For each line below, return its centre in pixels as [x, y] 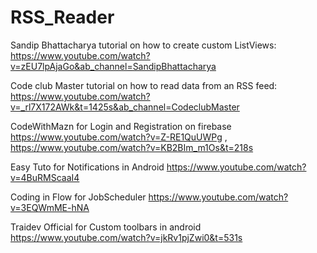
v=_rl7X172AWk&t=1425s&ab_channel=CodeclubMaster [125, 107]
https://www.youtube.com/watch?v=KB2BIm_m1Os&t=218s [132, 147]
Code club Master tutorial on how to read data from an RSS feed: [144, 85]
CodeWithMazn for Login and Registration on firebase [121, 126]
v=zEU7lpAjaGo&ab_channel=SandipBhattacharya [113, 66]
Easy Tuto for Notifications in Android [87, 167]
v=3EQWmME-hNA [50, 207]
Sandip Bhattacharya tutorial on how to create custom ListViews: [143, 45]
